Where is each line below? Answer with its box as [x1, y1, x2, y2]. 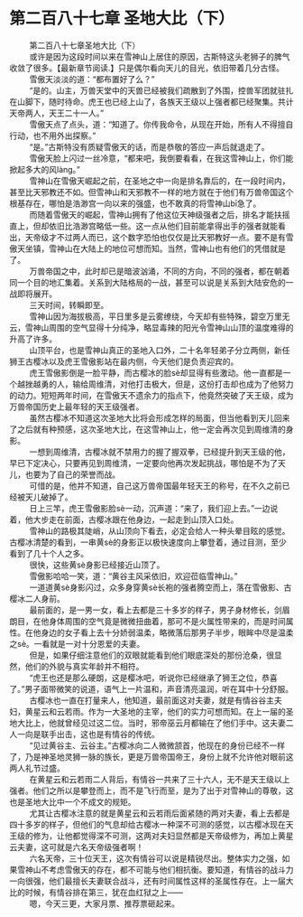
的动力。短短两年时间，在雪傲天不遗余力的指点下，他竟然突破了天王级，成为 [9, 389, 294, 400]
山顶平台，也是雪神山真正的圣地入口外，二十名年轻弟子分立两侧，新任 [29, 344, 290, 355]
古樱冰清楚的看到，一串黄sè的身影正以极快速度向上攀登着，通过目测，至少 [9, 537, 287, 547]
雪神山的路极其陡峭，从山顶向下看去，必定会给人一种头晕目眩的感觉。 [29, 525, 290, 536]
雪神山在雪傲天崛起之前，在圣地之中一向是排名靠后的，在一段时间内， [29, 175, 290, 186]
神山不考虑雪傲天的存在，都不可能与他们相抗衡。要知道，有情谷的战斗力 [24, 864, 294, 875]
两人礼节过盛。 [9, 763, 65, 773]
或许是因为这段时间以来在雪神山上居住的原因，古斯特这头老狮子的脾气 [29, 51, 290, 61]
